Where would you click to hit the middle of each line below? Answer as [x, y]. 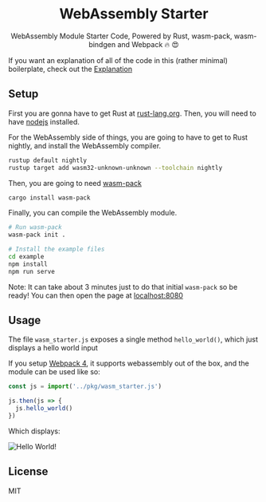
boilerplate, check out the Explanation [70, 69]
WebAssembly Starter [134, 14]
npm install [28, 264]
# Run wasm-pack [35, 227]
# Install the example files [57, 249]
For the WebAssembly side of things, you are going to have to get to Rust [128, 137]
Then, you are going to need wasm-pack [75, 183]
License [28, 472]
